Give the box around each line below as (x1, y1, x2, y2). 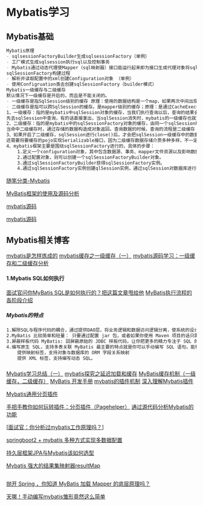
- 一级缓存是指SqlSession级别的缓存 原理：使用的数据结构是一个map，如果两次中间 (6, 98, 189, 104)
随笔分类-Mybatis (6, 177, 50, 185)
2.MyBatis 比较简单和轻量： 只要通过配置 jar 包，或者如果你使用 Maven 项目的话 (6, 333, 190, 339)
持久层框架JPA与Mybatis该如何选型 (6, 449, 95, 457)
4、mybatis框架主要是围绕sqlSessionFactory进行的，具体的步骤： (6, 143, 155, 149)
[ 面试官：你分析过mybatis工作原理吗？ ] (6, 423, 105, 431)
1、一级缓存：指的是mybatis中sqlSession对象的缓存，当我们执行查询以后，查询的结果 (6, 109, 195, 115)
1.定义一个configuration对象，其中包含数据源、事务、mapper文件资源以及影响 (17, 148, 192, 154)
